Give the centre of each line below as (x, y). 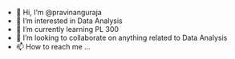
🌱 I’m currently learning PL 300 (67, 29)
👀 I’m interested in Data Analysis (69, 21)
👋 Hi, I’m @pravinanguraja (59, 12)
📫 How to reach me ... (53, 47)
